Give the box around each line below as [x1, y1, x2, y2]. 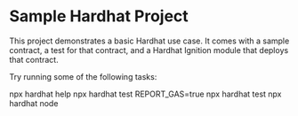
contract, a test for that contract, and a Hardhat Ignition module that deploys [9, 44, 289, 55]
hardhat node [9, 97, 59, 108]
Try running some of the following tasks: [9, 71, 157, 81]
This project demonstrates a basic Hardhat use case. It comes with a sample [9, 35, 290, 46]
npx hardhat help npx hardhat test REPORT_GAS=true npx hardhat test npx [9, 89, 282, 99]
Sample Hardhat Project [9, 6, 189, 27]
